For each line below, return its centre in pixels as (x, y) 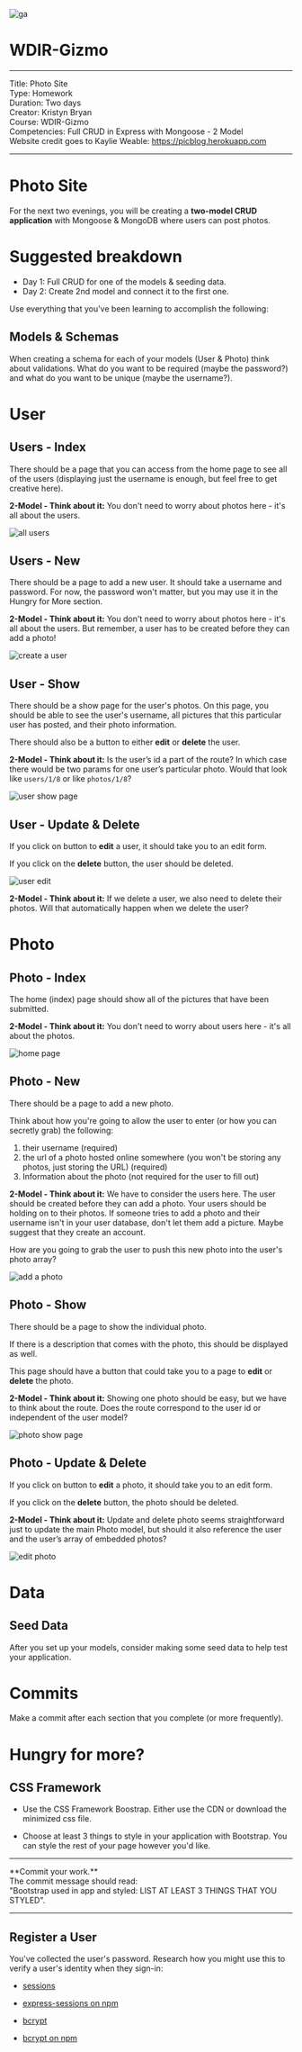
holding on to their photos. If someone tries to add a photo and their (135, 1213)
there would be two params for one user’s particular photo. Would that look (148, 769)
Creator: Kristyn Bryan (51, 112)
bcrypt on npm (50, 2038)
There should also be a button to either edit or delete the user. (125, 742)
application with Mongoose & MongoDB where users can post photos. (140, 220)
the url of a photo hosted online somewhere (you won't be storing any (151, 1157)
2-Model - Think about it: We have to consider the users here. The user (142, 1194)
